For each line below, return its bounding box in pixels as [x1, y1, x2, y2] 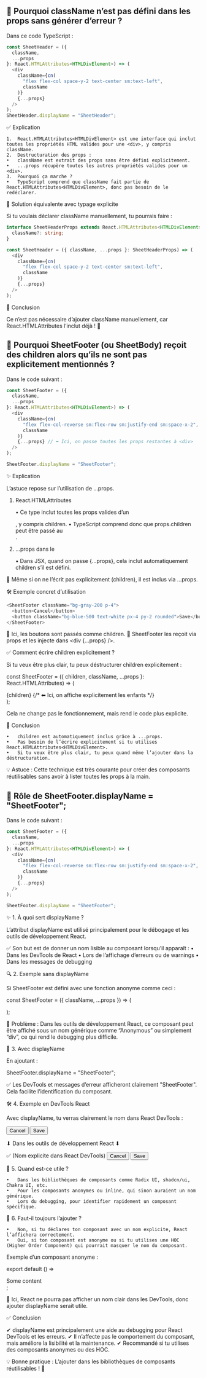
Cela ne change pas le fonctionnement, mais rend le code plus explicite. [6, 710, 189, 717]
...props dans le [15, 545, 55, 553]
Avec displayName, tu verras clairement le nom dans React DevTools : [6, 1114, 183, 1122]
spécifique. [6, 1203, 37, 1210]
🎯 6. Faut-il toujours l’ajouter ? [6, 1215, 82, 1222]
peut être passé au [15, 527, 63, 534]
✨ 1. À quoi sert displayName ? [6, 913, 84, 921]
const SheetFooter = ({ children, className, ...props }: [6, 673, 145, 680]
